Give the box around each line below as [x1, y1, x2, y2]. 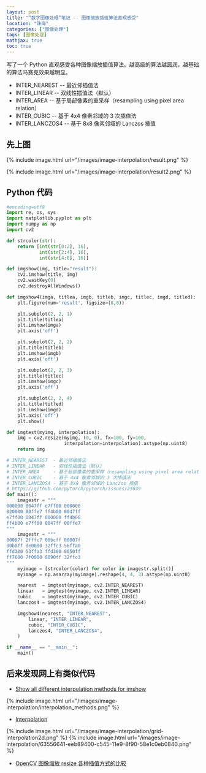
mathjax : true [6, 37, 43, 44]
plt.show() [17, 418, 45, 424]
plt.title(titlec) [17, 373, 64, 379]
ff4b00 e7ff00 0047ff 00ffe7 [6, 520, 81, 526]
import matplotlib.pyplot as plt [6, 215, 92, 221]
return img [17, 446, 45, 452]
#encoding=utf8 [6, 204, 45, 210]
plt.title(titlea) [17, 316, 64, 322]
